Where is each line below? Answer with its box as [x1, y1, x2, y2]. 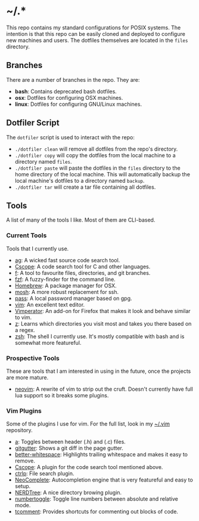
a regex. [14, 326, 35, 333]
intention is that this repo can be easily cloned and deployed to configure [6, 30, 186, 37]
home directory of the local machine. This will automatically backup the [14, 170, 191, 177]
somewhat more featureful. [14, 339, 82, 346]
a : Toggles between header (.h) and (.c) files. [14, 438, 126, 446]
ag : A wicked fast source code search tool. [14, 256, 120, 263]
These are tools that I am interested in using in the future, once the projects [6, 367, 191, 375]
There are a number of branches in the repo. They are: [6, 76, 140, 83]
